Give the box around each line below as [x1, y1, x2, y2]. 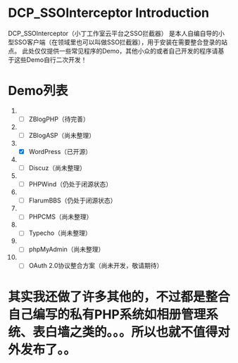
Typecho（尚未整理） [28, 229, 92, 237]
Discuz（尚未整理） [28, 164, 87, 172]
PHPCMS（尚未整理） [28, 212, 93, 221]
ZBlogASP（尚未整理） [28, 131, 96, 139]
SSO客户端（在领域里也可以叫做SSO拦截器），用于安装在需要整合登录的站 [13, 37, 228, 46]
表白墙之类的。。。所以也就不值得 [32, 324, 218, 340]
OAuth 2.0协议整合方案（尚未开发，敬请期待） [28, 262, 163, 270]
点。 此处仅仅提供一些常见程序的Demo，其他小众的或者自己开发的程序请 [8, 46, 218, 55]
